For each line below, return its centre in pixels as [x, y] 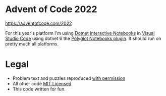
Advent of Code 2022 [51, 9]
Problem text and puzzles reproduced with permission [69, 78]
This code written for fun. [39, 89]
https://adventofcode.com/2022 [39, 23]
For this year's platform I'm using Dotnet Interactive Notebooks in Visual [80, 33]
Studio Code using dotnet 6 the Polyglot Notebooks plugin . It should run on [83, 38]
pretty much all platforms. [32, 43]
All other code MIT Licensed [42, 83]
